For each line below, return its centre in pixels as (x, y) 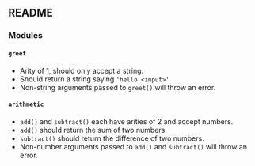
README (30, 13)
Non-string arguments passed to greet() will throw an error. (118, 87)
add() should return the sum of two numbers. (93, 130)
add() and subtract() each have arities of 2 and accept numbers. (126, 121)
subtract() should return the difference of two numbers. (112, 138)
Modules (26, 36)
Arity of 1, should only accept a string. (82, 70)
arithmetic (26, 105)
